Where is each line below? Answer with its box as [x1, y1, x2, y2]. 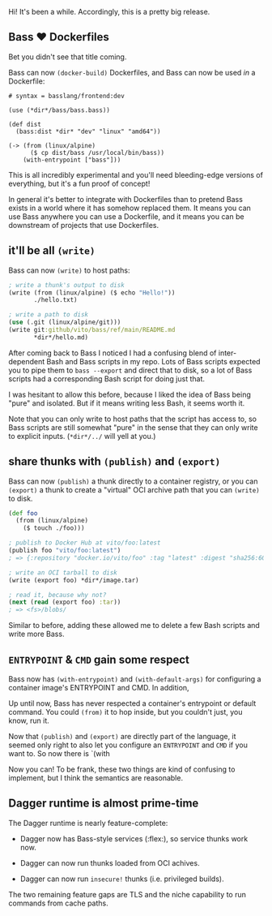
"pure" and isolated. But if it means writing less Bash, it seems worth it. [8, 398, 245, 408]
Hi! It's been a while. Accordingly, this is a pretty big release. [8, 7, 210, 16]
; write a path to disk [8, 311, 89, 319]
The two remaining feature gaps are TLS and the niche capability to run [8, 889, 247, 899]
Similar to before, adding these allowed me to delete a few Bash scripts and [8, 621, 261, 630]
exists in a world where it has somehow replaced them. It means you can [8, 203, 251, 213]
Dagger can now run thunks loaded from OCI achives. [19, 858, 200, 867]
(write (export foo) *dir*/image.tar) [8, 576, 139, 584]
